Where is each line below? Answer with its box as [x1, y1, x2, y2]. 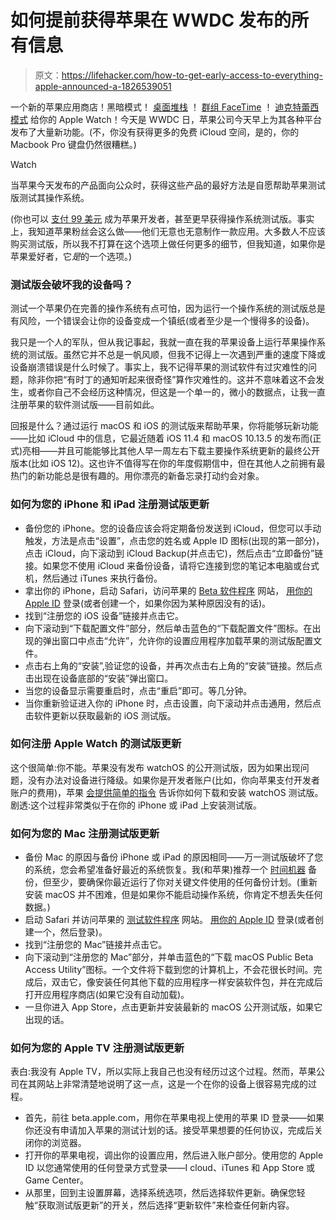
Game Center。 [24, 1174, 90, 1186]
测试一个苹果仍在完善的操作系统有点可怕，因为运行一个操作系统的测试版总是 [10, 302, 326, 315]
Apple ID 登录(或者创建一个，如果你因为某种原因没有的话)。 [24, 597, 272, 609]
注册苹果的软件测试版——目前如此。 [10, 399, 160, 411]
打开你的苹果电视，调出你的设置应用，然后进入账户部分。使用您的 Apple [24, 1149, 324, 1161]
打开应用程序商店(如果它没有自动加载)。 [24, 989, 190, 1001]
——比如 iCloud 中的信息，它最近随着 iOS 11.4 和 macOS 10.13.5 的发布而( [10, 432, 313, 445]
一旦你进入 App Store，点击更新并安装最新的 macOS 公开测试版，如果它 [24, 1001, 323, 1013]
